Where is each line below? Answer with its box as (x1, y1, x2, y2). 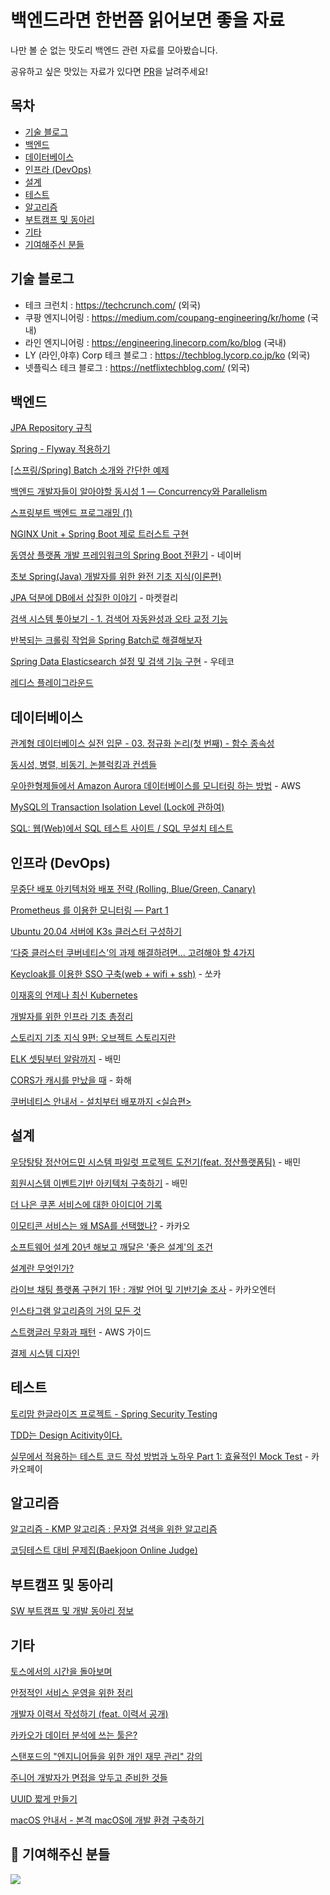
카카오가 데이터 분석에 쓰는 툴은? (10, 1729, 138, 1741)
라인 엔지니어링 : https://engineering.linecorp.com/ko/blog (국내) (24, 336, 287, 348)
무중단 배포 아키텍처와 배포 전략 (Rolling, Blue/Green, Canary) (10, 883, 257, 895)
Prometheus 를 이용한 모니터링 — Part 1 (10, 904, 169, 916)
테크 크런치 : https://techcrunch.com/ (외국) (24, 299, 202, 311)
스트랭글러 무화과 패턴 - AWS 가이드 (10, 1326, 152, 1338)
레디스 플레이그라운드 (10, 677, 94, 689)
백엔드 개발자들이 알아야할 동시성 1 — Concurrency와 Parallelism (10, 486, 268, 498)
